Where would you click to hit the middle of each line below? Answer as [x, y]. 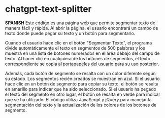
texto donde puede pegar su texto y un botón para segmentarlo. [70, 33]
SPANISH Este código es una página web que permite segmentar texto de [80, 23]
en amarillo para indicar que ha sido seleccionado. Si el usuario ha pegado [81, 89]
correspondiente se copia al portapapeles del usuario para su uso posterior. [82, 64]
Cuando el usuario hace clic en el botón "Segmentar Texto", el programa [79, 42]
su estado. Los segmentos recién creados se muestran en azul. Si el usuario [82, 79]
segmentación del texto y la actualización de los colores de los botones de [81, 105]
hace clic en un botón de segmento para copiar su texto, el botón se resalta [82, 84]
